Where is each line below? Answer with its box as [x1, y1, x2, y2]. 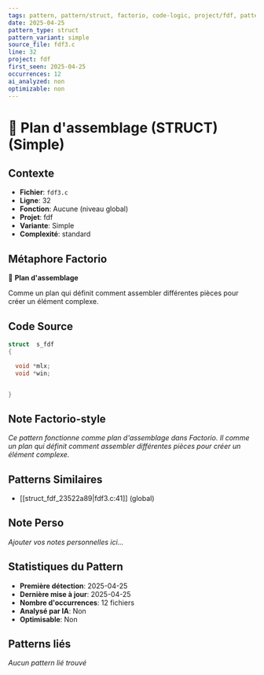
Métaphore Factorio [8, 252, 108, 265]
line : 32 [8, 48, 37, 56]
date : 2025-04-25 [8, 19, 65, 27]
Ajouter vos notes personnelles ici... [8, 537, 124, 547]
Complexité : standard [19, 229, 91, 239]
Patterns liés [8, 637, 71, 651]
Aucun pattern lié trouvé [8, 658, 87, 668]
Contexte [8, 166, 55, 180]
